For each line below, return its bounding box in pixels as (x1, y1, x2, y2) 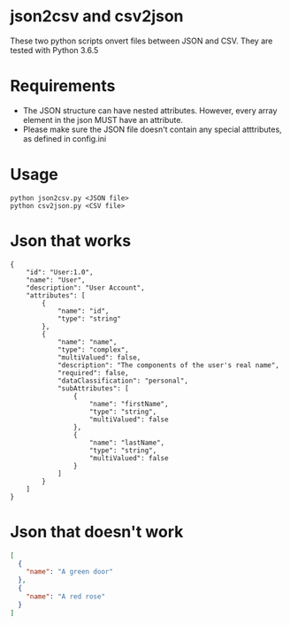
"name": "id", (57, 306, 110, 315)
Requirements (10, 76, 116, 96)
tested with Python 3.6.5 (10, 44, 99, 55)
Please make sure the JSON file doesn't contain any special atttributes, (22, 124, 282, 135)
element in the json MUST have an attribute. (22, 114, 184, 125)
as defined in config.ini (22, 133, 107, 143)
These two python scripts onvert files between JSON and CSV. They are (10, 35, 273, 46)
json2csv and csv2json (10, 6, 184, 27)
